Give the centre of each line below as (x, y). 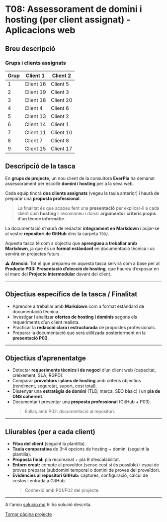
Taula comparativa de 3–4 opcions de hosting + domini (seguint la (81, 449)
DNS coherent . (28, 397)
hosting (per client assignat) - (68, 20)
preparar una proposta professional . (43, 198)
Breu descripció (30, 48)
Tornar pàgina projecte (29, 514)
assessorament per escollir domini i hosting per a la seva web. (70, 183)
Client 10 (62, 132)
